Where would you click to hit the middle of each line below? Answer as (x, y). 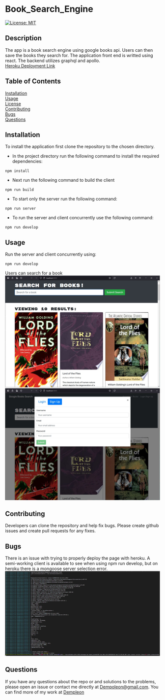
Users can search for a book (34, 273)
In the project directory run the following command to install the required (86, 156)
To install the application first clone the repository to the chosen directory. (80, 147)
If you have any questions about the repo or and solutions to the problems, (81, 681)
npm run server (21, 209)
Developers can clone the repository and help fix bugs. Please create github (82, 526)
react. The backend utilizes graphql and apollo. (53, 61)
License (13, 103)
